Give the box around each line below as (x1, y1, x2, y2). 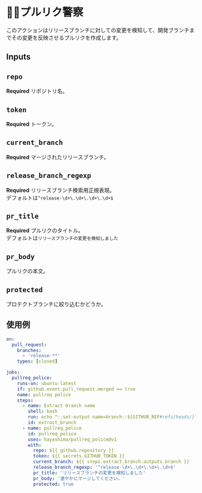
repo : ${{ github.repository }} (32, 447, 114, 454)
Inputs (6, 52, 31, 62)
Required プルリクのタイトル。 (6, 227, 84, 234)
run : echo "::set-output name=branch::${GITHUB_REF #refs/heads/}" (28, 414, 198, 420)
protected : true (32, 481, 74, 487)
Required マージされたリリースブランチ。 (6, 153, 109, 161)
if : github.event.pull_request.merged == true (17, 386, 136, 392)
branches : (17, 347, 42, 354)
